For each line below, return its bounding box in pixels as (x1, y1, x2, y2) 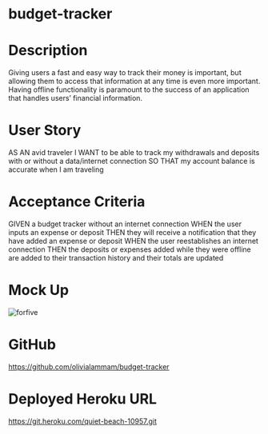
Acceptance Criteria (8, 193, 146, 211)
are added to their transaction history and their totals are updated (8, 253, 224, 262)
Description (8, 42, 88, 60)
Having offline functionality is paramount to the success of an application (8, 85, 250, 94)
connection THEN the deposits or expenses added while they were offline (8, 245, 251, 254)
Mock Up (8, 281, 70, 300)
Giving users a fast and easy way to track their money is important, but (8, 68, 242, 78)
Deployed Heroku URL (8, 390, 158, 408)
